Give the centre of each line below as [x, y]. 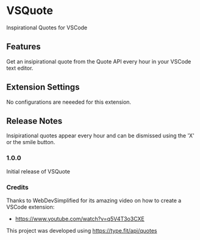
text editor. [20, 68]
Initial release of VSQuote [38, 171]
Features [23, 47]
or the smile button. [31, 142]
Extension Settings [43, 87]
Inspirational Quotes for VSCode [47, 27]
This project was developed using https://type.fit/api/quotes [82, 230]
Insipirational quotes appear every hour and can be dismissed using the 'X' [101, 136]
